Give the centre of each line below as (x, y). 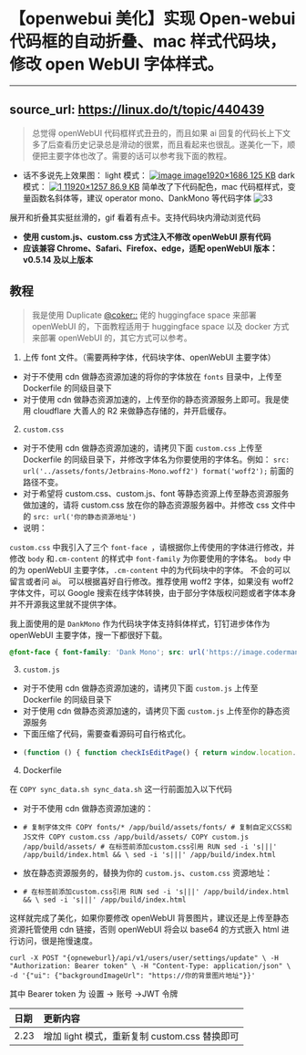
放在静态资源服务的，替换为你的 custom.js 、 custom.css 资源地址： (148, 873)
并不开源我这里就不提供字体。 (65, 604)
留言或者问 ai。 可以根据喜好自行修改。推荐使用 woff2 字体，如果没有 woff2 (152, 581)
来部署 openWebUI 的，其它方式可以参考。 (112, 338)
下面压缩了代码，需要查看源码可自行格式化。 (107, 734)
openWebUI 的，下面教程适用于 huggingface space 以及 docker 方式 (160, 326)
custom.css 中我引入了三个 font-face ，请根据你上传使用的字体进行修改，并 (153, 547)
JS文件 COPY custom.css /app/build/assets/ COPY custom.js (135, 837)
